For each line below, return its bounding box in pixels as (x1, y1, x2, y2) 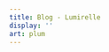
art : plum (9, 29, 46, 38)
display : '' (9, 21, 53, 30)
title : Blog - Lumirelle (9, 12, 101, 22)
